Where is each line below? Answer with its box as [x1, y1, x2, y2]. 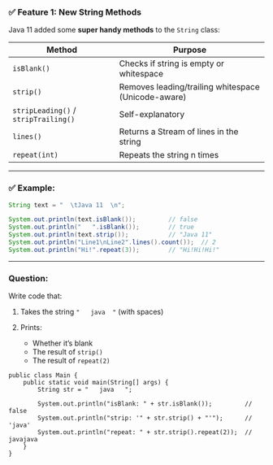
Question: [8, 272, 49, 284]
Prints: [19, 323, 42, 332]
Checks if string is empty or [119, 58, 225, 69]
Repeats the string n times [119, 150, 219, 161]
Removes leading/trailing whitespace [119, 81, 260, 93]
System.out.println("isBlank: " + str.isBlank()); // [37, 400, 253, 408]
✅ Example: [8, 182, 55, 193]
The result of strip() [32, 347, 103, 357]
